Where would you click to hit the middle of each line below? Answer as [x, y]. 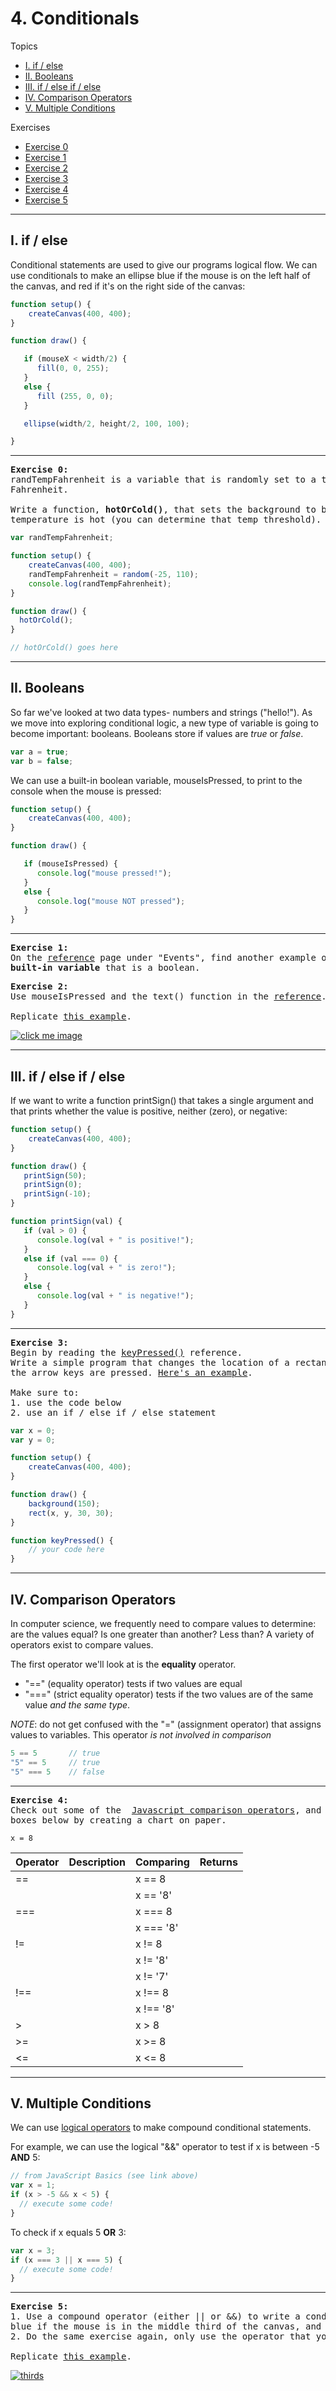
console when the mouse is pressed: [86, 791]
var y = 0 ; [33, 1440]
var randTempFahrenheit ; [62, 538]
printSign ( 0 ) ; [53, 1185]
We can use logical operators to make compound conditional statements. [161, 2128]
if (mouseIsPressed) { [70, 864]
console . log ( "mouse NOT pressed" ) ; [111, 901]
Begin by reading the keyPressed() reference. [126, 1352]
